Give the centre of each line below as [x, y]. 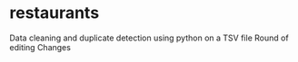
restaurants [55, 13]
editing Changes [40, 47]
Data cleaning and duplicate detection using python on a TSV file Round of [149, 38]
